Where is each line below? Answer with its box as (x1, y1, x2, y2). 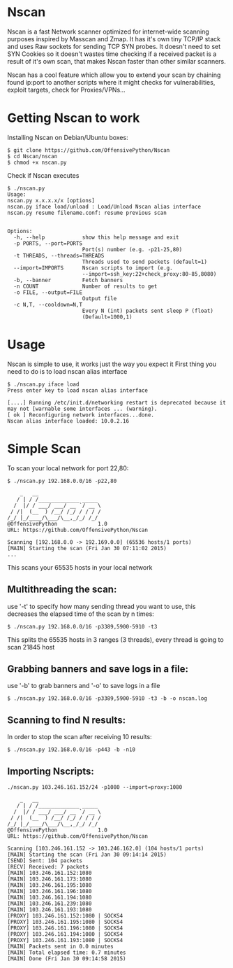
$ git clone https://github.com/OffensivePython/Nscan (7, 146, 170, 154)
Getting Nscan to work (7, 110, 140, 126)
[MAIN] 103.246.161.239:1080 (7, 900, 92, 907)
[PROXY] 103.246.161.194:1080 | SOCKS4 (7, 931, 123, 938)
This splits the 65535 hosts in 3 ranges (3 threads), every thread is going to (7, 635, 225, 644)
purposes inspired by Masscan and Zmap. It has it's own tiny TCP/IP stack (7, 34, 221, 43)
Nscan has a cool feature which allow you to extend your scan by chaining (7, 71, 221, 79)
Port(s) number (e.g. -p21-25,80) (82, 246, 183, 253)
